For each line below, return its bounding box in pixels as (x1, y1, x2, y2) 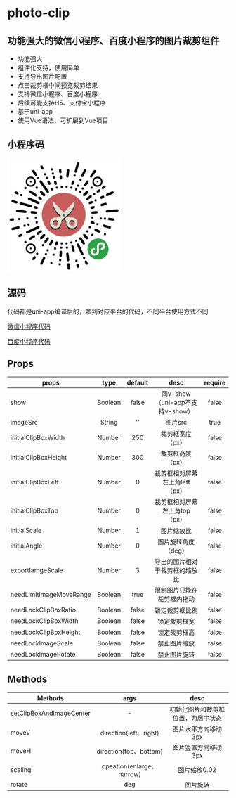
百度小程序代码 (7, 337, 51, 345)
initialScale (10, 526, 42, 535)
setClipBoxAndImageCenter (10, 709, 91, 718)
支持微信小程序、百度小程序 (17, 90, 98, 98)
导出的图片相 (154, 558, 192, 566)
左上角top (162, 506, 191, 515)
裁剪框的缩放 (160, 566, 198, 574)
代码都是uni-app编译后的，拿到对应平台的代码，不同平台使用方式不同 (7, 307, 209, 316)
